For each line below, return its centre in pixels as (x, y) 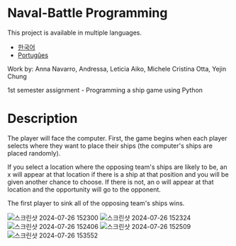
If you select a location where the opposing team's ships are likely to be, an (117, 167)
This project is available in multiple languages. (75, 33)
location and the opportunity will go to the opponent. (84, 189)
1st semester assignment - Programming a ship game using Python (105, 90)
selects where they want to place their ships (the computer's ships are (110, 146)
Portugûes (33, 55)
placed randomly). (34, 153)
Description (43, 119)
